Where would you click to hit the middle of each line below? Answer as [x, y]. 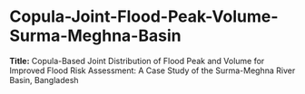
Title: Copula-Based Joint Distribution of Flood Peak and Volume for [137, 61]
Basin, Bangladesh [44, 80]
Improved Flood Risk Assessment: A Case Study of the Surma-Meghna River [152, 70]
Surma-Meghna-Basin [95, 36]
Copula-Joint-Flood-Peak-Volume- [144, 17]
